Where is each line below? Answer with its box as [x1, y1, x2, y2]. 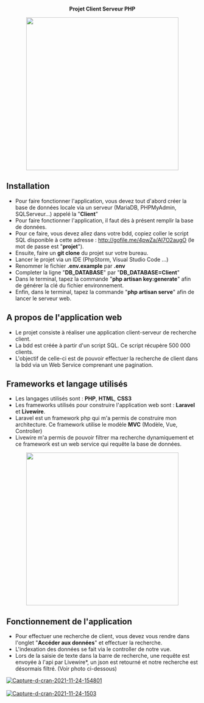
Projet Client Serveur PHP [69, 6, 136, 12]
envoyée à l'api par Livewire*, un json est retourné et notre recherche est [15, 658, 198, 666]
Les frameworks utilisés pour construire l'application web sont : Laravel [15, 402, 195, 409]
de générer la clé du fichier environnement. [15, 281, 124, 289]
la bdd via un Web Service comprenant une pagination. [15, 361, 153, 369]
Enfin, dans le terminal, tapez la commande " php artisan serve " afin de [15, 288, 195, 295]
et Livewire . [15, 408, 46, 415]
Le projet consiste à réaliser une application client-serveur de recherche [15, 328, 197, 336]
